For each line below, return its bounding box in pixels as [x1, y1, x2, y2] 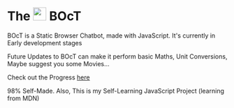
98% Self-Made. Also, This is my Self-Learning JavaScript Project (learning [7, 86, 225, 95]
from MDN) [7, 94, 40, 102]
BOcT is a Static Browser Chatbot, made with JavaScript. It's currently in [7, 31, 216, 40]
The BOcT [7, 8, 82, 24]
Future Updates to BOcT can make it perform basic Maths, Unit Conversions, [7, 52, 228, 61]
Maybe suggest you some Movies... [7, 59, 110, 68]
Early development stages [7, 38, 82, 47]
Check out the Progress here [7, 73, 90, 82]
